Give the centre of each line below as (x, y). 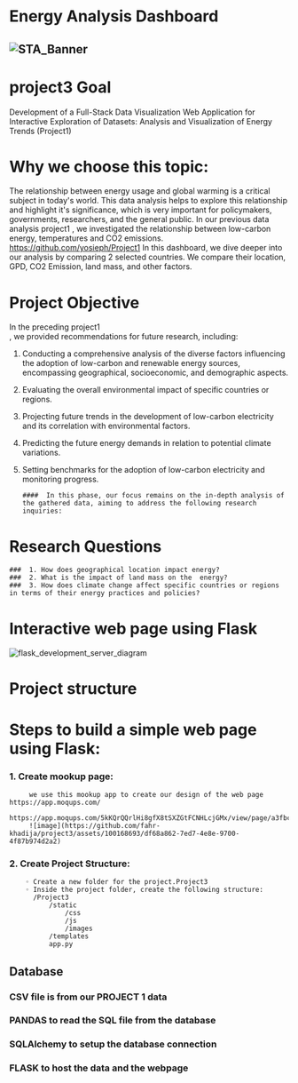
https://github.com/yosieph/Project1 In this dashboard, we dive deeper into (146, 248)
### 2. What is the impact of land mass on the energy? (118, 578)
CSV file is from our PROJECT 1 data (88, 997)
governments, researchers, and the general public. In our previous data (139, 219)
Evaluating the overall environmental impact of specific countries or (145, 390)
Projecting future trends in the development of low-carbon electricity (148, 417)
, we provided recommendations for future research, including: (124, 337)
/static (63, 905)
